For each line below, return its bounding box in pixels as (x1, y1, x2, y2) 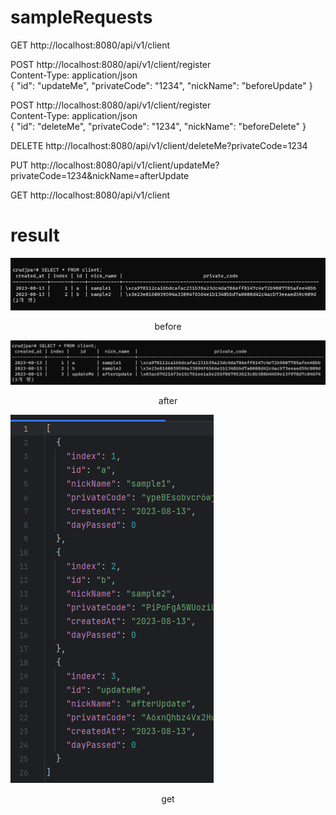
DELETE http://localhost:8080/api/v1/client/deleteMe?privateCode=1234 (10, 139, 308, 151)
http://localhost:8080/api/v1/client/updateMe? (30, 159, 220, 171)
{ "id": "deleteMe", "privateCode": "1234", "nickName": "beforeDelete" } (10, 120, 307, 132)
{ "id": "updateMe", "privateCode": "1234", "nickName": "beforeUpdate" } (10, 79, 313, 91)
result (10, 224, 60, 247)
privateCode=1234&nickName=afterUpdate (10, 169, 190, 181)
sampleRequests (10, 6, 153, 29)
